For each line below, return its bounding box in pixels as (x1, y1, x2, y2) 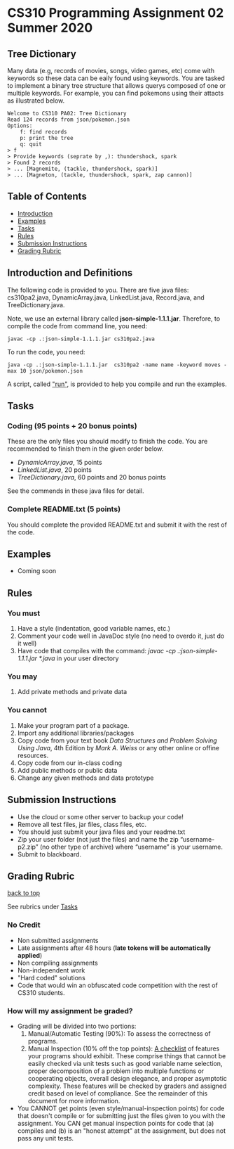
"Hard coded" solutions (17, 973, 85, 982)
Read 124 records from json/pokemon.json (7, 116, 130, 123)
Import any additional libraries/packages (17, 728, 135, 737)
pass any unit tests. (17, 1134, 74, 1142)
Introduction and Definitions (7, 267, 133, 279)
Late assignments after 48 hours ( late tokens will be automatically (17, 944, 212, 952)
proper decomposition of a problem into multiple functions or (27, 1067, 205, 1075)
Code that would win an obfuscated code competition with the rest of (17, 981, 219, 989)
